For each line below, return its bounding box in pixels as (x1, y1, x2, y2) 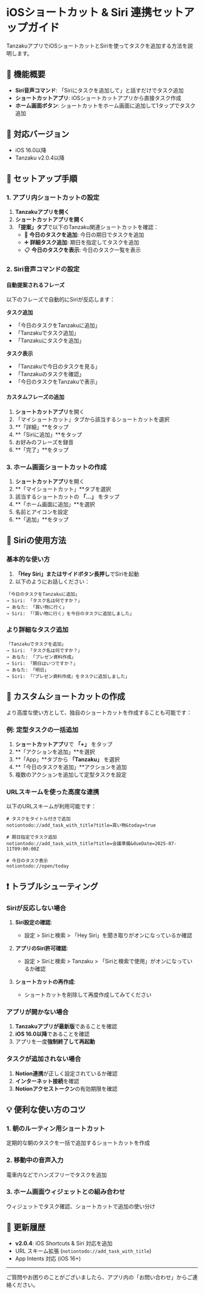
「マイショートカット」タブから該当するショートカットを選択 (15, 415, 170, 423)
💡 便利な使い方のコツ (6, 1104, 86, 1115)
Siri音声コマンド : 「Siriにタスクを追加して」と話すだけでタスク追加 (15, 87, 184, 94)
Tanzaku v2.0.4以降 (15, 154, 65, 161)
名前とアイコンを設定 (15, 508, 69, 515)
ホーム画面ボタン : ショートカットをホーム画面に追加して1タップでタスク (15, 102, 196, 109)
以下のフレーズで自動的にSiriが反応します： (6, 296, 115, 303)
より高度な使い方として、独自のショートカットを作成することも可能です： (6, 709, 192, 716)
